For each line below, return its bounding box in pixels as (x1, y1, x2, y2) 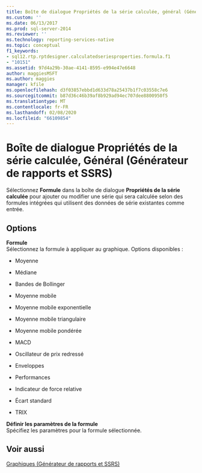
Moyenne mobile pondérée (14, 327, 82, 334)
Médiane (14, 269, 37, 276)
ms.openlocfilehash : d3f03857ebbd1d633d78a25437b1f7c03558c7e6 (6, 87, 168, 93)
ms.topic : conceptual (6, 43, 61, 49)
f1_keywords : (6, 48, 39, 54)
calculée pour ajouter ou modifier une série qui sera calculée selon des (6, 193, 183, 200)
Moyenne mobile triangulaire (14, 315, 86, 323)
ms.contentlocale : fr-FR (6, 104, 69, 110)
